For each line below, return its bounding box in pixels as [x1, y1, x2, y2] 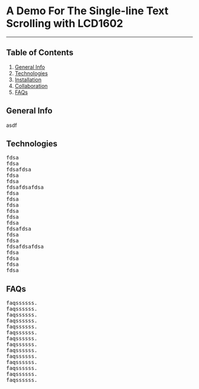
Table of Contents [6, 47, 74, 58]
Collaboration [14, 82, 48, 90]
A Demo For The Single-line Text [6, 4, 169, 18]
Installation [14, 76, 42, 83]
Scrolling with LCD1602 [6, 17, 123, 30]
